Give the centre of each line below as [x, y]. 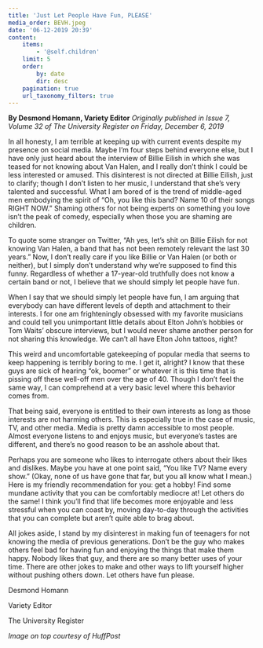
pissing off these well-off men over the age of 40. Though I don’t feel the [126, 379]
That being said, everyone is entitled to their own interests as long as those [130, 411]
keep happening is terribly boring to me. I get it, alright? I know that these [126, 363]
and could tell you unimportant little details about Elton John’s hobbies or [126, 322]
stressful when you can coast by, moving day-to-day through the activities [128, 510]
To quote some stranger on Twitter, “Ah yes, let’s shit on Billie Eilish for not [128, 240]
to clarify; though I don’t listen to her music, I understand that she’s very [124, 183]
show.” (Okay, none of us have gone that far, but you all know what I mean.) [130, 477]
